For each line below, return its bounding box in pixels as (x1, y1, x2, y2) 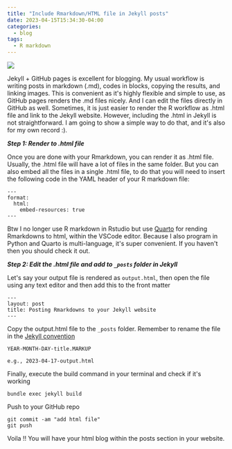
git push (7, 422, 33, 429)
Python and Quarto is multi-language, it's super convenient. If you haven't (7, 240, 218, 247)
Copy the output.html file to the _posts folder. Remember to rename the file (7, 325, 221, 333)
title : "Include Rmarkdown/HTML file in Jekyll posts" (7, 10, 169, 17)
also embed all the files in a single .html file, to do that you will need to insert (7, 168, 225, 175)
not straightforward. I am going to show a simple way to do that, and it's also (7, 118, 226, 127)
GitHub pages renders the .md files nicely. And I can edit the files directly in (7, 96, 223, 105)
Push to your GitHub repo (7, 403, 80, 411)
